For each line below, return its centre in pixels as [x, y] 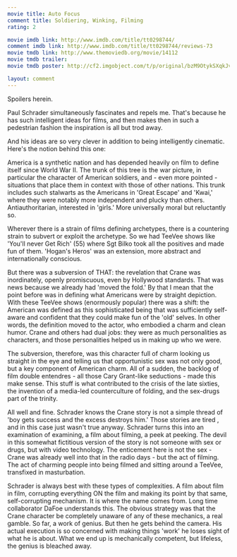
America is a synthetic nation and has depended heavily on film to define [113, 162]
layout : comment [31, 78]
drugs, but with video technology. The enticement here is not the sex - [110, 450]
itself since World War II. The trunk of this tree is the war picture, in [104, 169]
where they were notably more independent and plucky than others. [106, 200]
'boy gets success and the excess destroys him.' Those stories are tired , [113, 419]
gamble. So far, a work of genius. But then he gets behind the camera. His [115, 523]
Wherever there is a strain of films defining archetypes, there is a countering [118, 228]
